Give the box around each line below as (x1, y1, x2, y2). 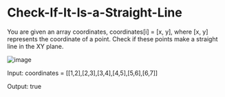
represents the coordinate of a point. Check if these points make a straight (7, 34, 218, 43)
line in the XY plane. (7, 42, 64, 50)
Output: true (7, 82, 42, 90)
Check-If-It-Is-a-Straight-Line (7, 5, 182, 21)
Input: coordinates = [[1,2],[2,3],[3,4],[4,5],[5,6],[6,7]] (7, 69, 158, 77)
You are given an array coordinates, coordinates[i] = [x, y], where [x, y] (7, 28, 208, 36)
